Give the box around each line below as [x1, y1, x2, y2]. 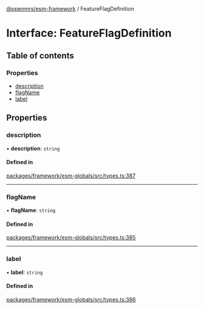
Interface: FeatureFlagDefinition [6, 27, 172, 40]
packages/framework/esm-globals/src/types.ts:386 [6, 296, 136, 303]
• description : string [6, 145, 60, 152]
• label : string [6, 268, 43, 276]
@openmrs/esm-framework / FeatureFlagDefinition [6, 5, 135, 12]
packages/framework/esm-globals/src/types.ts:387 [6, 172, 136, 179]
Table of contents [6, 50, 74, 61]
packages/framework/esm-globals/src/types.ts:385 [6, 234, 136, 241]
